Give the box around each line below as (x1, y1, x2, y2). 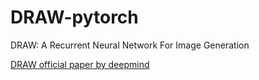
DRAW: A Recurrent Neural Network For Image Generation (10, 39, 250, 51)
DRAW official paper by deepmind (10, 58, 150, 70)
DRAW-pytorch (10, 6, 139, 29)
